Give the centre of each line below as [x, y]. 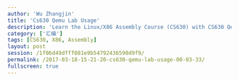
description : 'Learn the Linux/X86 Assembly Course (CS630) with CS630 [116, 27]
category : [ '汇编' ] [35, 33]
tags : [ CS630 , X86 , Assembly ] [52, 40]
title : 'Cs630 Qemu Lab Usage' [54, 20]
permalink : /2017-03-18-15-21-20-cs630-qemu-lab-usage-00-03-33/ [106, 60]
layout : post [27, 46]
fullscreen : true [33, 66]
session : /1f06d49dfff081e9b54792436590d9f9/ [76, 54]
